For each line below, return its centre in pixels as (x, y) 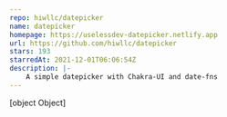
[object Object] (38, 102)
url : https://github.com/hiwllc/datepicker (93, 43)
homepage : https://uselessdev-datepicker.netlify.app (114, 34)
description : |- (40, 69)
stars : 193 (30, 52)
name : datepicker (42, 26)
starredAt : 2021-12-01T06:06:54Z (73, 60)
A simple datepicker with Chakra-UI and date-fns (122, 77)
